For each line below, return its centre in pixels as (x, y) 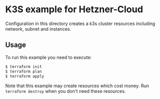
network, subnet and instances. (38, 29)
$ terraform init (24, 67)
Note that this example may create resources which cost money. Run (77, 86)
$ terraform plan (24, 71)
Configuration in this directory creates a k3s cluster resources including (80, 23)
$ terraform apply (25, 76)
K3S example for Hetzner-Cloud (74, 9)
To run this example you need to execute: (49, 57)
